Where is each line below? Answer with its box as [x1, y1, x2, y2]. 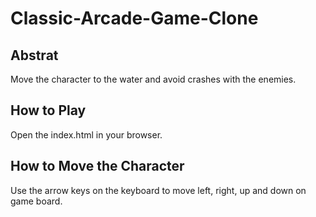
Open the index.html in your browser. [10, 128, 163, 141]
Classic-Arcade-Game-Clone [10, 7, 259, 30]
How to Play [10, 102, 87, 119]
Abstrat [10, 47, 59, 64]
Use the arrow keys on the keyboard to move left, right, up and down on [10, 184, 307, 196]
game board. [10, 195, 63, 207]
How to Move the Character [10, 158, 185, 175]
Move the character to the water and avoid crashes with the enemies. [10, 73, 297, 85]
